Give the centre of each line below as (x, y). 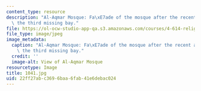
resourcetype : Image (32, 67)
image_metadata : (26, 40)
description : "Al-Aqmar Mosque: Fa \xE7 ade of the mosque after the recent (101, 17)
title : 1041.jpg (26, 73)
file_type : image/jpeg (34, 34)
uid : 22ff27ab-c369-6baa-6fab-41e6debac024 (61, 78)
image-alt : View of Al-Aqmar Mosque (57, 62)
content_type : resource (36, 12)
